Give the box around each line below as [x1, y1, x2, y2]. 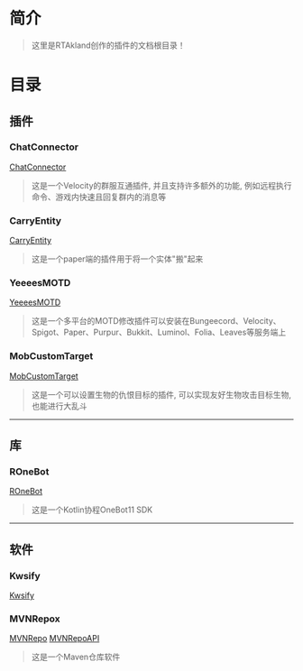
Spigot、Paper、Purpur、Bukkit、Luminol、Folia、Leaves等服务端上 [31, 326, 287, 338]
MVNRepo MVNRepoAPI [9, 633, 100, 644]
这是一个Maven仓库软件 [31, 651, 121, 663]
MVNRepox [9, 612, 60, 625]
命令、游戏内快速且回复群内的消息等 [31, 191, 167, 202]
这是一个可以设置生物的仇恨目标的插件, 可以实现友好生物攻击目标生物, [31, 389, 291, 400]
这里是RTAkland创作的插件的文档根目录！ [31, 40, 187, 51]
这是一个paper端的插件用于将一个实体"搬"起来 [31, 253, 204, 264]
